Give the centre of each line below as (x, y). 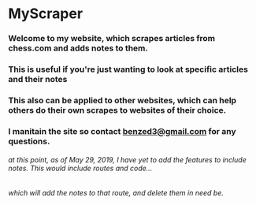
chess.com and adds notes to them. (78, 48)
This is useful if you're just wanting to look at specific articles (128, 69)
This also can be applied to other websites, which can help (122, 100)
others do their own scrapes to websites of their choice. (117, 110)
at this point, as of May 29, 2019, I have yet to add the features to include (127, 160)
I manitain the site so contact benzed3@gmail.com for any (122, 131)
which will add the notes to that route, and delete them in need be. (116, 193)
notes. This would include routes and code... (80, 168)
